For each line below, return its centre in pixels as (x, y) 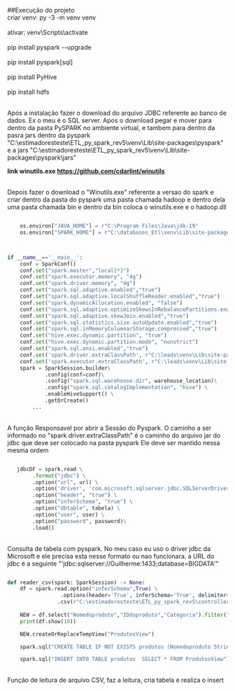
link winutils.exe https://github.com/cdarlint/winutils (86, 171)
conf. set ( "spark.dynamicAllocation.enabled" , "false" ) (101, 303)
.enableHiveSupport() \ (79, 394)
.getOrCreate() (67, 400)
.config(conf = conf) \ (74, 375)
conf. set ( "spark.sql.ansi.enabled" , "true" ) (84, 349)
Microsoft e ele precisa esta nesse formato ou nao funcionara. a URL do (111, 556)
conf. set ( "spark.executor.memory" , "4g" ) (81, 277)
